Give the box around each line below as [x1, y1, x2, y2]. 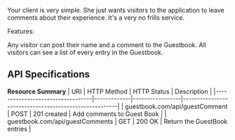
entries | [7, 125, 32, 133]
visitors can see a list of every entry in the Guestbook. [7, 49, 163, 56]
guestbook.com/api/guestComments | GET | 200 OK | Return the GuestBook [7, 117, 228, 125]
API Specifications [7, 68, 90, 80]
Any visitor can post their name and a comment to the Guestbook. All [7, 41, 207, 49]
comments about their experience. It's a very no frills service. [7, 13, 185, 22]
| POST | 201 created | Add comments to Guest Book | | [7, 109, 167, 118]
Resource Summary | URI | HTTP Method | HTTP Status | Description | [7, 87, 213, 96]
